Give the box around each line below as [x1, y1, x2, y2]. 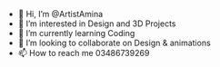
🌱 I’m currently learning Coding [17, 28, 135, 38]
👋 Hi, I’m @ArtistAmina [17, 9, 104, 19]
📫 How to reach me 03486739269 [17, 48, 150, 58]
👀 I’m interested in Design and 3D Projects [17, 18, 176, 29]
